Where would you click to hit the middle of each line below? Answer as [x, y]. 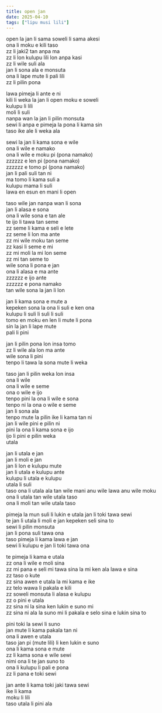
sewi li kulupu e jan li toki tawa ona [48, 546]
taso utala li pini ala [29, 704]
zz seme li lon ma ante [33, 234]
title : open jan [26, 11]
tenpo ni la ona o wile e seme [41, 405]
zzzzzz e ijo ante [26, 278]
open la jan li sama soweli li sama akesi [53, 39]
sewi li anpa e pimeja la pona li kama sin [54, 125]
